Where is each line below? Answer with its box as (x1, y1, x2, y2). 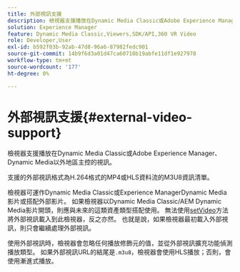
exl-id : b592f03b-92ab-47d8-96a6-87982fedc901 (7, 43, 149, 51)
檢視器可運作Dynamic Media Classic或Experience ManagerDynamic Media (7, 188, 227, 197)
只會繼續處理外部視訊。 (26, 224, 95, 232)
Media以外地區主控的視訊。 (34, 158, 116, 167)
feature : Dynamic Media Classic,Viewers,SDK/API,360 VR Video (7, 30, 196, 38)
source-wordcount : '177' (7, 63, 81, 70)
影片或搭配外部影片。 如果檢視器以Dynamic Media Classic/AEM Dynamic (7, 197, 221, 206)
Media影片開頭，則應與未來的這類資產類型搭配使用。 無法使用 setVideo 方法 (7, 206, 229, 214)
